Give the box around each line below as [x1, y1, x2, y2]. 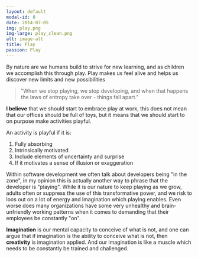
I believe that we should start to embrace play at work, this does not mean [6, 104, 187, 112]
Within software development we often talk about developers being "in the [6, 171, 187, 178]
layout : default [6, 8, 46, 15]
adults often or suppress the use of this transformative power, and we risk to [6, 190, 192, 197]
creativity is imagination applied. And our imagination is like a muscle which [6, 239, 191, 246]
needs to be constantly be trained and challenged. [6, 244, 129, 252]
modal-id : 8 [6, 14, 35, 20]
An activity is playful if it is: [6, 129, 72, 136]
